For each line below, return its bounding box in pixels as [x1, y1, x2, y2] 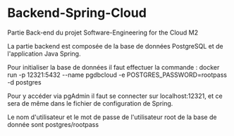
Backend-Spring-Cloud [7, 5, 147, 21]
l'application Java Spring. [7, 49, 81, 58]
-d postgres [7, 78, 42, 86]
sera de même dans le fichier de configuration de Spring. [7, 99, 173, 107]
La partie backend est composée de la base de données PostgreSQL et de [7, 42, 223, 50]
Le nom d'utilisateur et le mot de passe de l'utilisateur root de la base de [7, 113, 217, 121]
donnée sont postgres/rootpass [7, 120, 99, 128]
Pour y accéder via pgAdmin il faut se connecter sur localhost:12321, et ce [7, 92, 223, 100]
